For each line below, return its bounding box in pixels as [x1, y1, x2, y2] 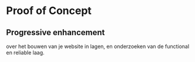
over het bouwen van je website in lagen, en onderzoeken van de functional [6, 43, 190, 50]
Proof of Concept [6, 4, 92, 18]
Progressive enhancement [6, 27, 105, 37]
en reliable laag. [6, 49, 45, 56]
